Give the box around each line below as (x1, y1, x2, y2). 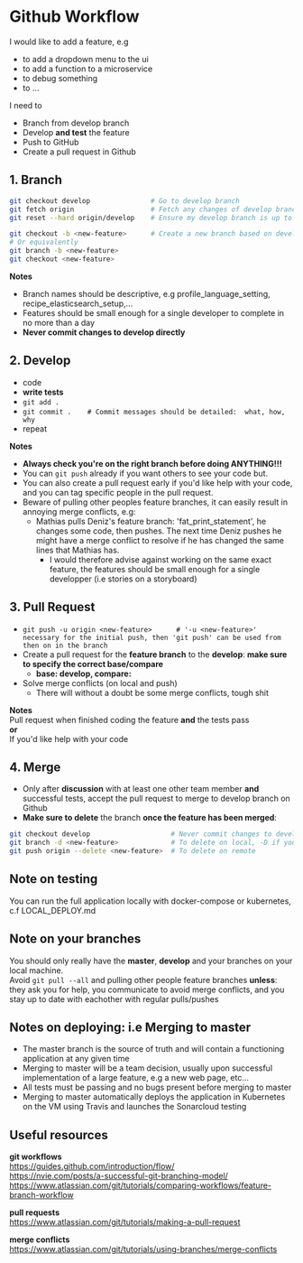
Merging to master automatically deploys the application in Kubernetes (22, 1091, 286, 1102)
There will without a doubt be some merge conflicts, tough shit (35, 687, 269, 698)
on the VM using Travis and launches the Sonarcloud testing (22, 1101, 247, 1112)
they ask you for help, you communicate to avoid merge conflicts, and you (9, 984, 285, 995)
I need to (9, 99, 42, 110)
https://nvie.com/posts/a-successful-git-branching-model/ (9, 1171, 228, 1182)
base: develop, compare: (35, 668, 133, 679)
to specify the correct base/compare (22, 658, 164, 669)
